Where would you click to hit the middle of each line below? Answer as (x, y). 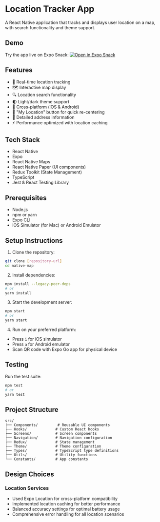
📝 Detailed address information (43, 117)
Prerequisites (26, 198)
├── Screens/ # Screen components (51, 434)
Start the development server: (42, 302)
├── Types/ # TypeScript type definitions (62, 451)
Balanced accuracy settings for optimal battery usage (66, 509)
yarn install (18, 293)
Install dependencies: (34, 275)
